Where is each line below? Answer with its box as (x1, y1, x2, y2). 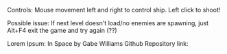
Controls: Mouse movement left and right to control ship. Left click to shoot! (7, 6, 221, 14)
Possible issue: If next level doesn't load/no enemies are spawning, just (7, 19, 209, 27)
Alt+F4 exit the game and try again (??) (7, 27, 118, 34)
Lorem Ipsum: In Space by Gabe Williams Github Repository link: (7, 40, 189, 47)
